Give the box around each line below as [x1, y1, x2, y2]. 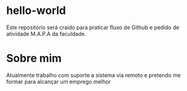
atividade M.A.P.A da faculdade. [6, 30, 87, 37]
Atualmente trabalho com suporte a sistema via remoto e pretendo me [6, 71, 181, 79]
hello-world [6, 4, 67, 18]
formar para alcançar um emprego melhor [6, 78, 111, 85]
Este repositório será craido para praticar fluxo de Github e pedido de [6, 24, 180, 31]
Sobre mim [6, 52, 62, 66]
